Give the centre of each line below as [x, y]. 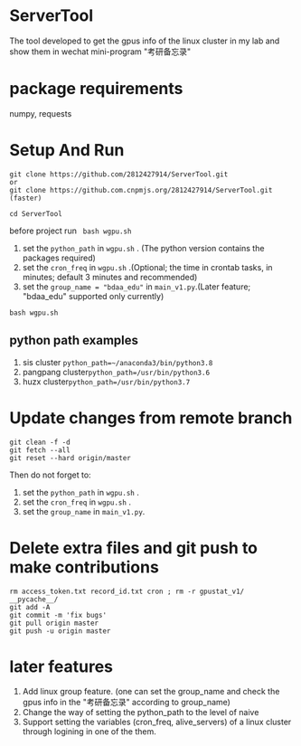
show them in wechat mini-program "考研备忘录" [100, 52]
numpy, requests [41, 113]
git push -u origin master [60, 631]
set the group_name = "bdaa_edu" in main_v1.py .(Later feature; [136, 287]
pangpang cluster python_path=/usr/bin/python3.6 [116, 372]
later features [61, 666]
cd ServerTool [36, 213]
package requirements [96, 89]
